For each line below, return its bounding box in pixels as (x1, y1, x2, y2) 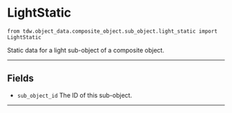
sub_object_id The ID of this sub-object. (17, 91, 133, 99)
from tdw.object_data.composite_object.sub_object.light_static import (7, 28, 217, 35)
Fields (7, 73, 35, 85)
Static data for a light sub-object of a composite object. (7, 46, 164, 54)
